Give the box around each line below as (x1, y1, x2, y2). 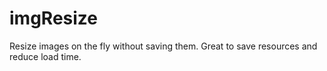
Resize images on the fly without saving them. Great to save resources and (9, 40, 318, 52)
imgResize (9, 7, 98, 30)
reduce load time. (9, 50, 82, 62)
